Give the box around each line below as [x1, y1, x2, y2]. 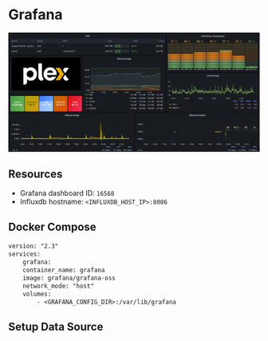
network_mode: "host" [22, 282, 94, 291]
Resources [8, 168, 63, 181]
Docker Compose [8, 220, 97, 233]
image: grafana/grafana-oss [22, 274, 116, 283]
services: [8, 250, 41, 259]
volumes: [22, 290, 52, 299]
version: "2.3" [8, 242, 59, 251]
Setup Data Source [8, 319, 104, 333]
